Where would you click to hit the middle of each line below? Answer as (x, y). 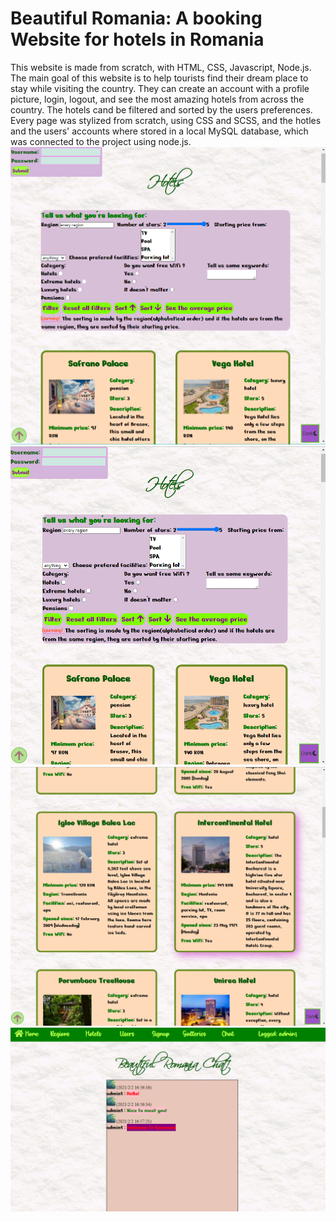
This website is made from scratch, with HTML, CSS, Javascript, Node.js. (161, 67)
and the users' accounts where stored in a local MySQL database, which (159, 131)
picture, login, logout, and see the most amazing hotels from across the (157, 99)
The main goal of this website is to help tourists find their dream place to (159, 78)
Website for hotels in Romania (137, 39)
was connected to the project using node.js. (101, 141)
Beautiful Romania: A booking (136, 18)
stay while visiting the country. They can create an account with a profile (160, 88)
